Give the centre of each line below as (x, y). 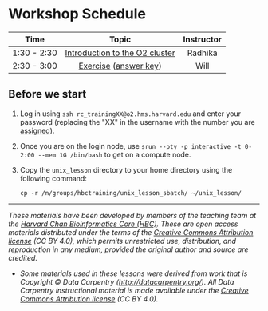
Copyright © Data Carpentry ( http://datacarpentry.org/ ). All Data (127, 281)
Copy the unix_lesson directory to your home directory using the (126, 169)
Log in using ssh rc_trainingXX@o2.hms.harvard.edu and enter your (130, 114)
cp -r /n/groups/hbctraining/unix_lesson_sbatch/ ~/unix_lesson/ (130, 193)
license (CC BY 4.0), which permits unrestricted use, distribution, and (122, 241)
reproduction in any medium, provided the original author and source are (128, 249)
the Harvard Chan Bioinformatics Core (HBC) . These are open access (123, 224)
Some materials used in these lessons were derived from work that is (134, 273)
